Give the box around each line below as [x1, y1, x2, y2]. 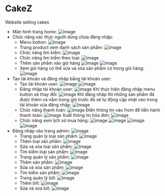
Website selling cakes [5, 19, 49, 25]
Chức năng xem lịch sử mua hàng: [19, 117, 89, 123]
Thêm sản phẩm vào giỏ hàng [19, 60, 80, 66]
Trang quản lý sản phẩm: [19, 154, 70, 160]
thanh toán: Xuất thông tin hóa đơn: [19, 112, 110, 118]
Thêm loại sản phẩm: [19, 138, 63, 144]
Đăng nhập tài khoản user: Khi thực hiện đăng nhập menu [19, 86, 155, 92]
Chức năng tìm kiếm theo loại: [19, 55, 80, 60]
